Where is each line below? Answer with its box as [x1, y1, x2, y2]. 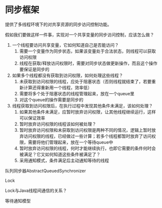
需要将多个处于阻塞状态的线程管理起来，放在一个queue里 [19, 90, 135, 96]
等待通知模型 [5, 198, 31, 204]
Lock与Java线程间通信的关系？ [5, 188, 67, 193]
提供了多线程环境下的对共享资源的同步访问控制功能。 [5, 21, 112, 27]
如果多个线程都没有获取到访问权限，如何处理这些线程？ [12, 72, 123, 78]
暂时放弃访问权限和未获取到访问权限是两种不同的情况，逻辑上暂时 [19, 127, 152, 133]
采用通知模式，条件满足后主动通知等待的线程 [19, 157, 109, 163]
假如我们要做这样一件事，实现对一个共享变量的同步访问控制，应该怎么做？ [5, 32, 154, 37]
